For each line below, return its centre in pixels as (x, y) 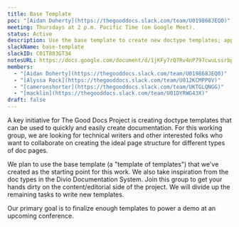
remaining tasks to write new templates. (66, 194)
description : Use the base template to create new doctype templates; (114, 41)
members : (20, 67)
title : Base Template (39, 14)
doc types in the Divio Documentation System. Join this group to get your (115, 179)
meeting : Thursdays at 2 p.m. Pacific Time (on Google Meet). (101, 27)
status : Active (30, 34)
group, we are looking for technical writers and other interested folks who (115, 135)
